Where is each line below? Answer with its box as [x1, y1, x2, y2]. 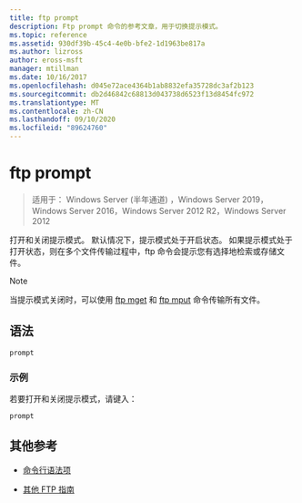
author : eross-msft [9, 56, 84, 65]
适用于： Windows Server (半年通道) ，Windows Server [31, 193, 241, 205]
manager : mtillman [9, 65, 79, 74]
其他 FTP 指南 [22, 484, 75, 495]
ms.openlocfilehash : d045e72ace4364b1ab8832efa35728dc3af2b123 [9, 81, 255, 90]
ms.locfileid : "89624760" [9, 124, 107, 133]
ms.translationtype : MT [9, 98, 100, 108]
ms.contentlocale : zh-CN [9, 107, 104, 116]
